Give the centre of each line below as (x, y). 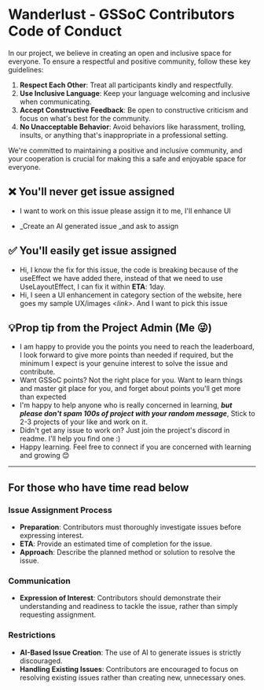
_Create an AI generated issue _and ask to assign (99, 226)
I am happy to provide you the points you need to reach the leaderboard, (137, 347)
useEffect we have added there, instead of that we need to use (121, 278)
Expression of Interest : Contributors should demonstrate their (120, 598)
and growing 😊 (44, 456)
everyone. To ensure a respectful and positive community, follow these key (130, 61)
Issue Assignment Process (60, 510)
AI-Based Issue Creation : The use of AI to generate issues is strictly (130, 652)
